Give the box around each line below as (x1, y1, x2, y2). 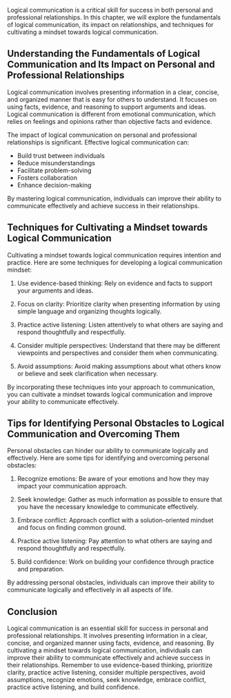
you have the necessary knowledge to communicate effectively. (17, 503, 199, 511)
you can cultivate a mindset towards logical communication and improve (7, 390, 212, 398)
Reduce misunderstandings (17, 158, 95, 167)
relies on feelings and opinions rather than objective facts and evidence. (7, 117, 212, 125)
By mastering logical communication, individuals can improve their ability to (7, 194, 222, 203)
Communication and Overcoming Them (7, 428, 181, 440)
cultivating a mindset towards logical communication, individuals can (7, 646, 203, 654)
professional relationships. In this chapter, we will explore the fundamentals (7, 13, 221, 21)
